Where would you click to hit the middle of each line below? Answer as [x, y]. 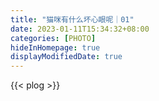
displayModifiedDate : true [66, 57]
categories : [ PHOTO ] [53, 38]
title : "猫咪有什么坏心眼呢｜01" [72, 19]
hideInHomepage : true [55, 47]
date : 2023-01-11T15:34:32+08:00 [80, 29]
